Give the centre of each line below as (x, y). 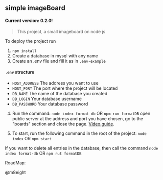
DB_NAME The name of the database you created (60, 93)
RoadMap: (15, 163)
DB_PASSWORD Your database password (50, 104)
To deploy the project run (31, 41)
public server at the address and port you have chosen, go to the (78, 118)
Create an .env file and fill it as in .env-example (59, 61)
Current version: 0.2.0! (29, 20)
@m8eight (15, 172)
